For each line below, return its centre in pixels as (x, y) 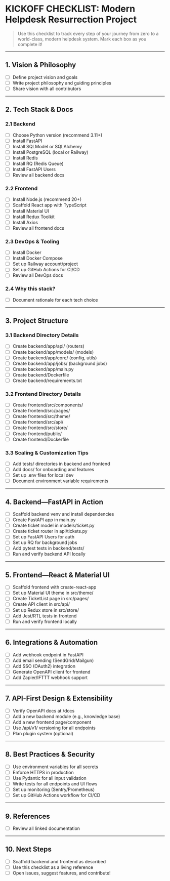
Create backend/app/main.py (43, 369)
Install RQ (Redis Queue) (38, 163)
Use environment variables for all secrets (55, 767)
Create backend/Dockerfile (41, 374)
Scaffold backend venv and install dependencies (63, 514)
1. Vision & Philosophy (41, 65)
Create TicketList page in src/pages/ (51, 599)
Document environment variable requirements (60, 481)
